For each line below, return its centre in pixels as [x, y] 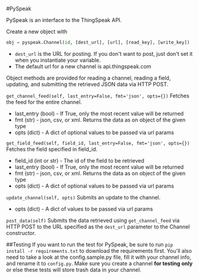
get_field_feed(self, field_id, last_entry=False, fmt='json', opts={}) [98, 143]
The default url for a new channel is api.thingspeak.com [83, 66]
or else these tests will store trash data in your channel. [74, 270]
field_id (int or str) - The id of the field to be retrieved [79, 160]
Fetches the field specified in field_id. [52, 149]
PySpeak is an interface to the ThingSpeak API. [64, 20]
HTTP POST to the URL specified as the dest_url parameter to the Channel [98, 226]
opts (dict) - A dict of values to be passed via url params [84, 209]
